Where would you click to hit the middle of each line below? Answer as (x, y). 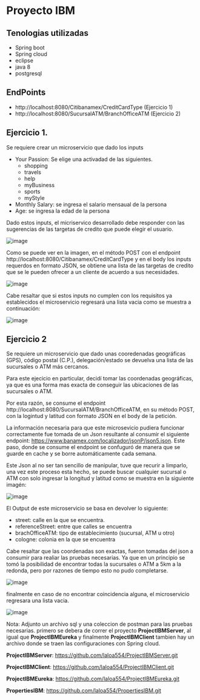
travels (32, 172)
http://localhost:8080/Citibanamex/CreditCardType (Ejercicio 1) (94, 107)
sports (32, 191)
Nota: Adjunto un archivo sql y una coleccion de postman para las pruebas (99, 624)
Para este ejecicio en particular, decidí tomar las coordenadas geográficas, (100, 379)
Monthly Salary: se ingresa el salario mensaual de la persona (91, 204)
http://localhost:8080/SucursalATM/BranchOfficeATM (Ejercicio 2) (98, 114)
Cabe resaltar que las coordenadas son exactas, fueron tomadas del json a (100, 551)
